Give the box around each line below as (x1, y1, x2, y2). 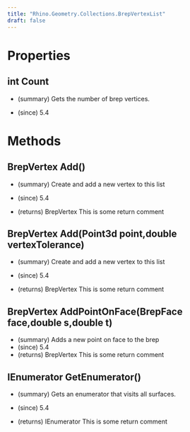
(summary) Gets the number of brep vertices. (17, 94, 150, 103)
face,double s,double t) (7, 317, 113, 329)
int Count (7, 76, 49, 88)
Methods (7, 132, 61, 149)
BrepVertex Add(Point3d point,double (7, 227, 177, 239)
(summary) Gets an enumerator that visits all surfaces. (17, 390, 177, 398)
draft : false (7, 17, 46, 24)
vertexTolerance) (7, 239, 85, 251)
